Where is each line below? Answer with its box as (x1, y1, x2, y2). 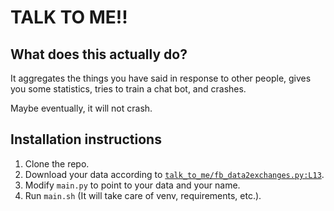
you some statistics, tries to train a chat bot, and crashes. (10, 83, 247, 95)
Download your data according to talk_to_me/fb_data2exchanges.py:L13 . (24, 168, 325, 180)
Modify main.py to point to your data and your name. (24, 179, 241, 191)
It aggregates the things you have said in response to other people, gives (10, 72, 312, 84)
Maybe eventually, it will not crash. (10, 102, 153, 114)
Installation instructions (10, 131, 162, 148)
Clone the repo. (24, 157, 90, 170)
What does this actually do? (10, 46, 188, 63)
